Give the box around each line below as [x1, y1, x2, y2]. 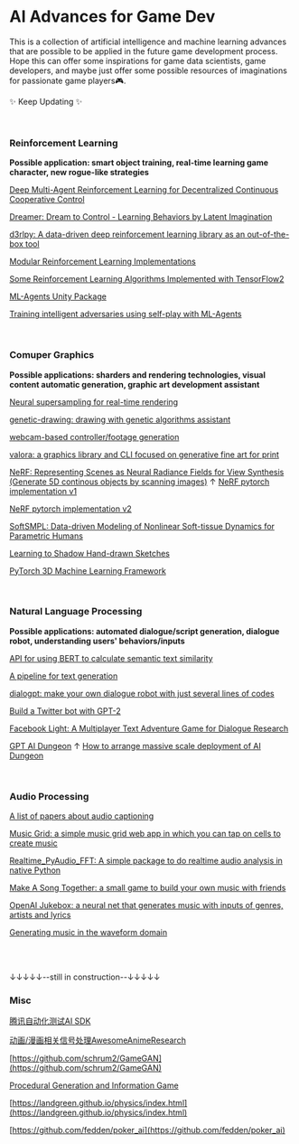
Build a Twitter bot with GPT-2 [9, 705, 121, 716]
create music [9, 838, 59, 849]
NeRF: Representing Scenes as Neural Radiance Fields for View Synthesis [9, 466, 285, 477]
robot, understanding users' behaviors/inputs [9, 635, 185, 646]
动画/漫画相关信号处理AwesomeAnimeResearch [9, 1035, 187, 1046]
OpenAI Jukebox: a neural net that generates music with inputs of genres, [9, 900, 284, 911]
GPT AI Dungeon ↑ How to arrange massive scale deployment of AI [9, 740, 262, 751]
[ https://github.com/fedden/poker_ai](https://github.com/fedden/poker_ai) [9, 1125, 286, 1136]
